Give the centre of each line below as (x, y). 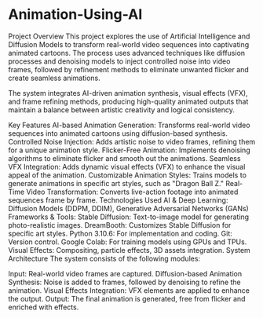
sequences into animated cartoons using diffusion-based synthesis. (118, 133)
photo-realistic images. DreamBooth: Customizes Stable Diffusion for (120, 225)
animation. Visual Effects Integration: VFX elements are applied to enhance (129, 290)
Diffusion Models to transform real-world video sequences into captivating (129, 44)
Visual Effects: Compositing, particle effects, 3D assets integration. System (130, 250)
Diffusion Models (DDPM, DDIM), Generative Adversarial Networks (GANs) (128, 208)
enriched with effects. (44, 307)
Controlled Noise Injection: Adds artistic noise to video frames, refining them (132, 141)
